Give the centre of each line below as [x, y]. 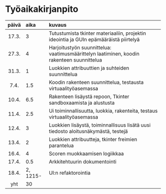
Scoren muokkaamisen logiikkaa [86, 153]
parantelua [61, 145]
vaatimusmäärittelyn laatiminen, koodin [94, 54]
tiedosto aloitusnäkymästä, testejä [88, 131]
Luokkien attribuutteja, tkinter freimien [93, 139]
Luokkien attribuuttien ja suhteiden [89, 68]
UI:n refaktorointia [69, 173]
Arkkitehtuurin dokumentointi [83, 161]
